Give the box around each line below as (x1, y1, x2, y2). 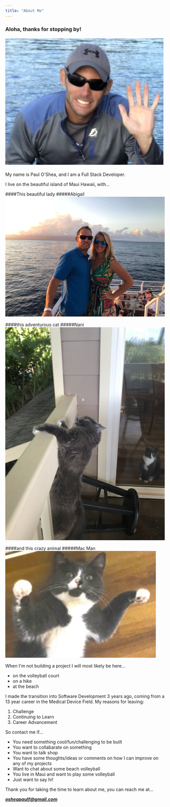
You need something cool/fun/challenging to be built (12, 739, 122, 745)
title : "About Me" (5, 8, 44, 13)
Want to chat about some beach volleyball (12, 765, 100, 772)
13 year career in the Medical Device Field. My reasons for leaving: (5, 699, 144, 705)
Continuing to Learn (12, 714, 55, 720)
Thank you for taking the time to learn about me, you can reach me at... (5, 786, 154, 792)
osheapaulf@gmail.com (5, 796, 58, 802)
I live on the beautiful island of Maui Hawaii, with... (5, 181, 110, 187)
